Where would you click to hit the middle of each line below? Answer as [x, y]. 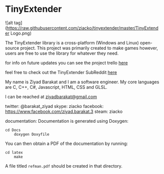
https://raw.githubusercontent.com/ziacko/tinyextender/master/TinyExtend [82, 28]
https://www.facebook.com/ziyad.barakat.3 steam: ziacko [64, 111]
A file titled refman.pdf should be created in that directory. [64, 166]
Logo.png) [21, 33]
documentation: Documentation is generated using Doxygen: [67, 121]
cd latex [14, 152]
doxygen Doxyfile [32, 134]
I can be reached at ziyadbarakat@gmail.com [51, 97]
